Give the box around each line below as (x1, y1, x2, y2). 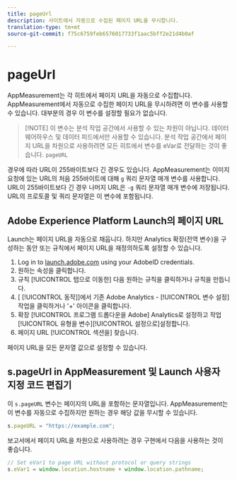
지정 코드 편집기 (7, 379, 72, 392)
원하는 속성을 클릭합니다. (17, 266, 86, 275)
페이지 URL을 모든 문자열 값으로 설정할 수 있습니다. (7, 343, 148, 351)
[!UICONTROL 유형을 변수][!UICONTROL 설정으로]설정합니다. (17, 319, 191, 328)
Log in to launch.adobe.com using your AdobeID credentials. (17, 258, 195, 266)
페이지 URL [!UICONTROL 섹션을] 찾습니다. (17, 328, 139, 336)
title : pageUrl (7, 10, 52, 18)
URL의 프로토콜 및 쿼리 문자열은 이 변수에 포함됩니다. (7, 192, 154, 200)
